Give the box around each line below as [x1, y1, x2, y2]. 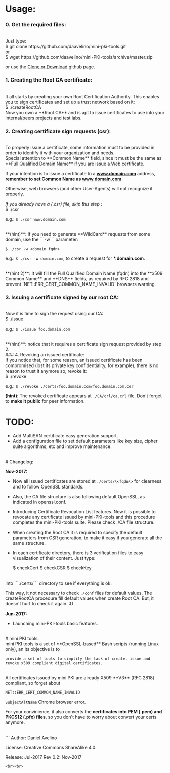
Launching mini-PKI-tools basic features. [12, 621, 98, 627]
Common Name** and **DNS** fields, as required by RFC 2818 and [5, 276, 149, 282]
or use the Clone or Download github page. [5, 64, 95, 70]
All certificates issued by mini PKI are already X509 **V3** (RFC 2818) [5, 675, 155, 681]
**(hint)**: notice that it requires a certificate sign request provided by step [5, 341, 162, 347]
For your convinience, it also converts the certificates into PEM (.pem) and [5, 709, 162, 715]
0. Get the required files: [5, 21, 67, 28]
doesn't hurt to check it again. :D [5, 601, 73, 607]
